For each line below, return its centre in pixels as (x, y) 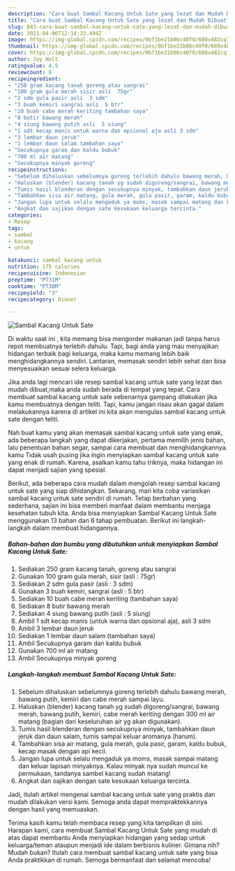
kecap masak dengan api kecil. (62, 751)
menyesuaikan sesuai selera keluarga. (63, 368)
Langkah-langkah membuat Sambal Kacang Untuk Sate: (92, 674)
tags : (16, 228)
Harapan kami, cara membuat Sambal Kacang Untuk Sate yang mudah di (113, 830)
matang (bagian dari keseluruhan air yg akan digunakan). (100, 721)
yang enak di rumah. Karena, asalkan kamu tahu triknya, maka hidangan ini (115, 463)
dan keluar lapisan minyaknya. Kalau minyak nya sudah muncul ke (113, 766)
